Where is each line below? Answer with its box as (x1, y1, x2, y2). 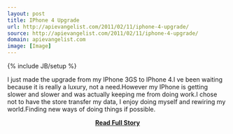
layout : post (7, 10, 45, 17)
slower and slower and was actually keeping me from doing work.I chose (7, 90, 218, 98)
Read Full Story (94, 119, 141, 126)
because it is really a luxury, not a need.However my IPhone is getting (7, 83, 209, 91)
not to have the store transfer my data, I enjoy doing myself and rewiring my (7, 98, 226, 105)
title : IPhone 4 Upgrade (7, 17, 80, 24)
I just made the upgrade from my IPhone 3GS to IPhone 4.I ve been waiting (7, 75, 223, 84)
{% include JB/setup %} (7, 62, 77, 70)
